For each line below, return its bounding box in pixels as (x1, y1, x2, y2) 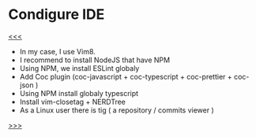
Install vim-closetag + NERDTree (19, 97, 126, 106)
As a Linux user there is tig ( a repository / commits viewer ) (19, 105, 215, 115)
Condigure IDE (8, 6, 105, 24)
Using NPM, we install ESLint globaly (19, 63, 140, 72)
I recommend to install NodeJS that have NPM (19, 55, 171, 65)
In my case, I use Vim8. (19, 46, 96, 56)
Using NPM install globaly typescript (19, 88, 139, 98)
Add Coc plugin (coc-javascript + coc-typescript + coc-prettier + (19, 72, 233, 81)
